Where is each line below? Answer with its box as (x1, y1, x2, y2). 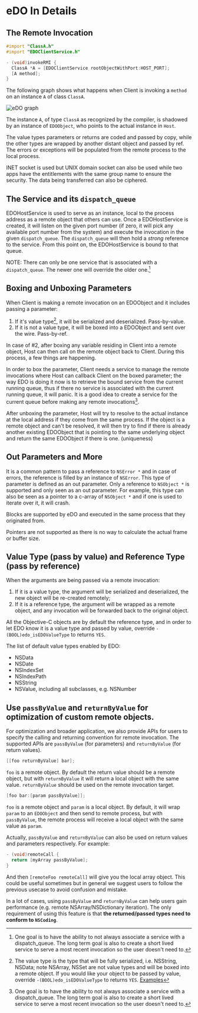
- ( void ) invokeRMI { (6, 59, 57, 66)
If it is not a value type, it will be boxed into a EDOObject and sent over (14, 324, 186, 331)
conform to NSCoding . (6, 916, 58, 923)
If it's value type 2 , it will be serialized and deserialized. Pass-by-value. (14, 317, 186, 325)
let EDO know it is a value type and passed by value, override (6, 625, 155, 632)
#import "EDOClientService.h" (6, 49, 81, 54)
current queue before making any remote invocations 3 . (6, 397, 140, 405)
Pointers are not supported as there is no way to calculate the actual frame (6, 528, 187, 535)
